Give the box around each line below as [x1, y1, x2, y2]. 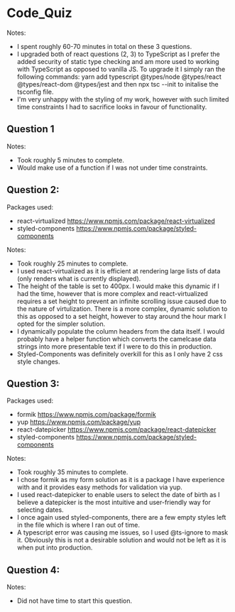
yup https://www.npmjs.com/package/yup [16, 417, 141, 427]
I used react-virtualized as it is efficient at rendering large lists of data [16, 266, 221, 275]
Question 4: [6, 564, 60, 576]
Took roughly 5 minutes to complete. [16, 155, 125, 164]
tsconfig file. [16, 87, 54, 96]
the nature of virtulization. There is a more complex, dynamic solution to [16, 304, 228, 313]
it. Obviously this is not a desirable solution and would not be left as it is [16, 536, 226, 545]
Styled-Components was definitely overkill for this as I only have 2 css [16, 349, 223, 358]
